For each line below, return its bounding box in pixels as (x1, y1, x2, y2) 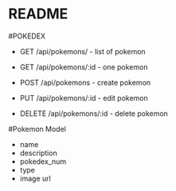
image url (19, 173, 52, 183)
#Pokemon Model (8, 124, 66, 133)
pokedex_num (19, 157, 67, 166)
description (19, 148, 57, 157)
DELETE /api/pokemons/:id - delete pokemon (19, 109, 169, 118)
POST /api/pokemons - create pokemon (19, 78, 151, 87)
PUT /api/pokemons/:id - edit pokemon (19, 93, 149, 102)
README (8, 5, 68, 23)
